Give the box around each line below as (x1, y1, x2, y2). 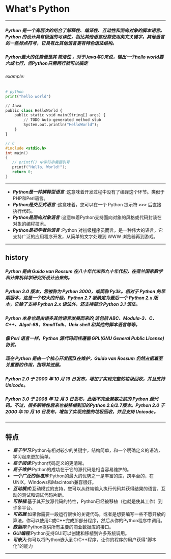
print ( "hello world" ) (5, 94, 51, 99)
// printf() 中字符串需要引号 (12, 160, 70, 165)
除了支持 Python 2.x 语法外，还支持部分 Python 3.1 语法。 (18, 301, 140, 307)
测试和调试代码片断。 (21, 492, 67, 498)
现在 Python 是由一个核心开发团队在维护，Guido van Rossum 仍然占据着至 (5, 355, 163, 361)
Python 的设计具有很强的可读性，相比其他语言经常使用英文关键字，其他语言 (5, 34, 165, 40)
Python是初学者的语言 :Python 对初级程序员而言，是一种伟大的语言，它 (12, 227, 163, 233)
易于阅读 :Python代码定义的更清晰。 (12, 460, 88, 466)
